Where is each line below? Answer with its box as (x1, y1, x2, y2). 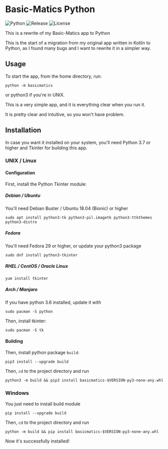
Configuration (5, 170, 35, 176)
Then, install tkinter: (5, 318, 46, 324)
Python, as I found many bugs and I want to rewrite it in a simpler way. (5, 45, 151, 51)
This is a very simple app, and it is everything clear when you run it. (5, 101, 146, 107)
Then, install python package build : (5, 349, 80, 355)
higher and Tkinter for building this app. (5, 145, 88, 151)
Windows (5, 389, 29, 397)
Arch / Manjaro (5, 287, 38, 293)
